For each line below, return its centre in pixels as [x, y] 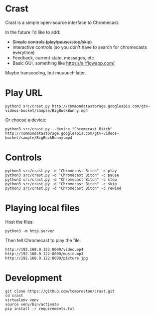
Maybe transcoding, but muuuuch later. [46, 72]
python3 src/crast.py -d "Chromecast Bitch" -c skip [61, 184]
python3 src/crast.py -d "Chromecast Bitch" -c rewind [63, 188]
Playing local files [42, 208]
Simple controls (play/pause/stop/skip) [52, 42]
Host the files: [19, 222]
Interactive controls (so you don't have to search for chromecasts [79, 47]
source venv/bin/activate [32, 304]
